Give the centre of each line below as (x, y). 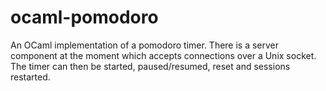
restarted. (30, 77)
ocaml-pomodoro (84, 17)
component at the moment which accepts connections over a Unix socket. (163, 55)
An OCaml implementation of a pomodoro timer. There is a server (145, 45)
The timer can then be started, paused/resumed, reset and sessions (150, 66)
